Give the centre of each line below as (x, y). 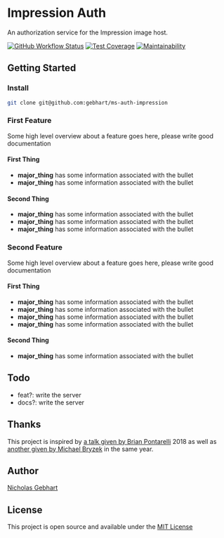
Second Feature (35, 247)
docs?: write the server (51, 402)
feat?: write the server (50, 395)
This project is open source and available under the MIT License (100, 527)
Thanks (24, 425)
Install (18, 88)
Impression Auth (57, 13)
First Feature (29, 121)
